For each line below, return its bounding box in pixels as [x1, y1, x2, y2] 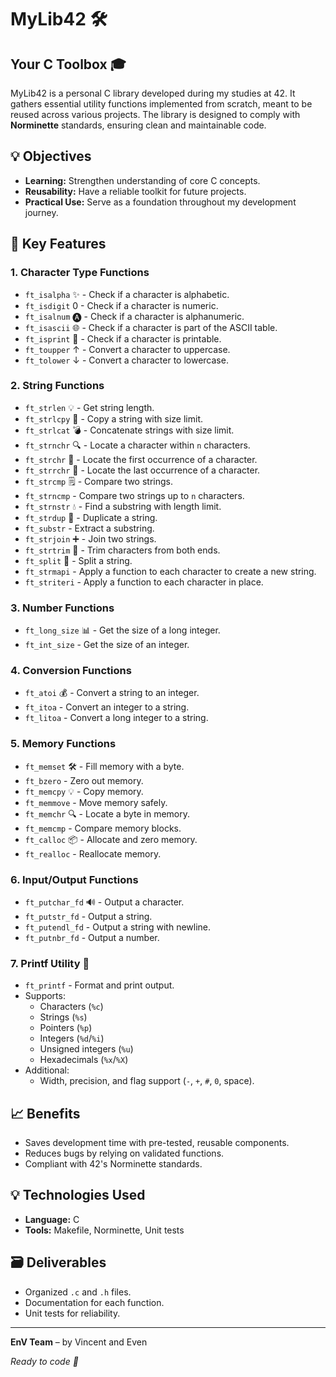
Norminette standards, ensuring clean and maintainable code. [10, 119, 267, 131]
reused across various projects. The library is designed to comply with [10, 109, 301, 120]
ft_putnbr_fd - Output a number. [24, 931, 160, 943]
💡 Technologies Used [10, 1187, 146, 1204]
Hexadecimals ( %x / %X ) [39, 1054, 129, 1066]
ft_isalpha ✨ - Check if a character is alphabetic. [24, 288, 230, 300]
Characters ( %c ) [39, 1001, 104, 1013]
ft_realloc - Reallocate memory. [24, 847, 162, 860]
